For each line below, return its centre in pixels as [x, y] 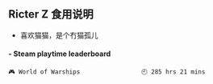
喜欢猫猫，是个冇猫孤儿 [59, 35]
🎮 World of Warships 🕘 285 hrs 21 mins [107, 72]
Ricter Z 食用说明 [51, 14]
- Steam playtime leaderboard [60, 54]
